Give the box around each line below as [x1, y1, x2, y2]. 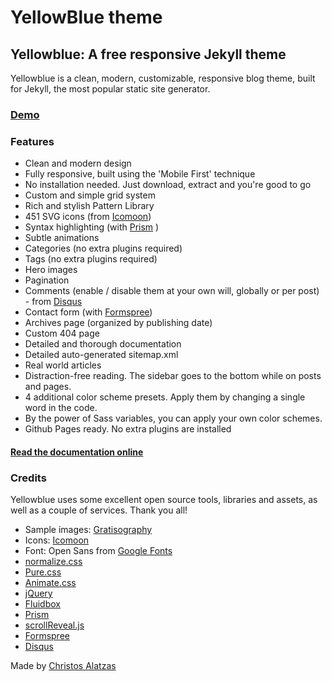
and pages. [24, 381, 72, 393]
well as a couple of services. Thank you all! [10, 504, 188, 516]
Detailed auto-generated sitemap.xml [24, 349, 179, 361]
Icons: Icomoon [24, 534, 90, 546]
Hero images [24, 264, 78, 276]
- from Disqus [24, 296, 83, 308]
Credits [10, 471, 47, 485]
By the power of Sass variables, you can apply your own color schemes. [24, 412, 323, 425]
